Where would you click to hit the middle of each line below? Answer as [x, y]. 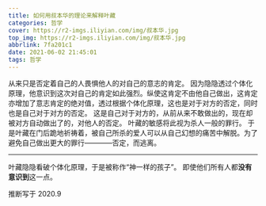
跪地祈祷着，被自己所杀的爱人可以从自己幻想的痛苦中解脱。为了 [154, 132]
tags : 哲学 [25, 60]
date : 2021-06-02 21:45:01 [53, 52]
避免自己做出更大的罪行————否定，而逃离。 [84, 143]
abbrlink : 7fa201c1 [40, 45]
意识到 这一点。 [32, 177]
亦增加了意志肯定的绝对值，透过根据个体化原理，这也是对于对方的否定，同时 [133, 103]
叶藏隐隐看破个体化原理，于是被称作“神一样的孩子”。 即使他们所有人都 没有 [130, 166]
